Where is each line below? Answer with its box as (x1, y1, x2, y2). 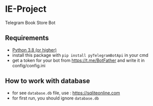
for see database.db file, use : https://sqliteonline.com (12, 90, 120, 96)
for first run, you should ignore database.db (12, 95, 99, 101)
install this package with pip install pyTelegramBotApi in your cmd (12, 52, 149, 58)
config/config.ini (12, 62, 45, 68)
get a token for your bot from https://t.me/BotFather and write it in (12, 57, 145, 63)
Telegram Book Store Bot (5, 20, 56, 26)
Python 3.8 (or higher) (12, 47, 57, 53)
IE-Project (5, 3, 46, 15)
